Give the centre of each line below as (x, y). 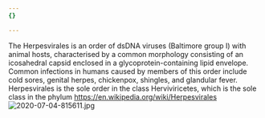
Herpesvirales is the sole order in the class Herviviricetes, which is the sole (132, 88)
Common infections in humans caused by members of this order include (128, 71)
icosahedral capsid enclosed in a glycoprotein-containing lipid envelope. (128, 63)
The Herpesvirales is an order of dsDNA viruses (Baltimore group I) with (127, 46)
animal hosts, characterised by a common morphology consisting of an (126, 54)
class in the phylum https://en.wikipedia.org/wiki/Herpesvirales (113, 96)
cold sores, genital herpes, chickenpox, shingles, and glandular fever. (123, 79)
